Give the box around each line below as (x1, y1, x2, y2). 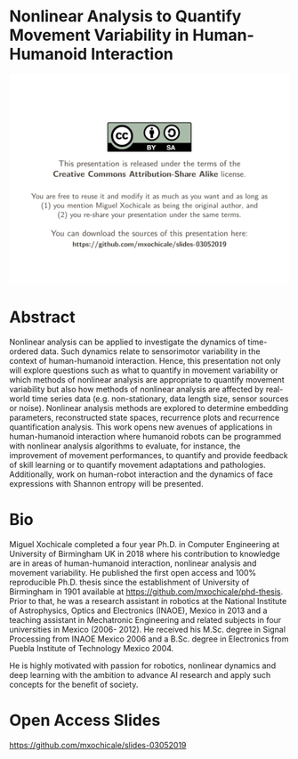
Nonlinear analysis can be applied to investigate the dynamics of (9, 336, 246, 347)
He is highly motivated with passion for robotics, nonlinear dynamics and (9, 660, 277, 671)
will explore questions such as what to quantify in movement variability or (9, 365, 278, 375)
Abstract (9, 307, 76, 327)
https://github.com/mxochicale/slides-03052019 (9, 739, 187, 750)
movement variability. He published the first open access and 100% (9, 567, 257, 577)
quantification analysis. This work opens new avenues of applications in (9, 421, 273, 432)
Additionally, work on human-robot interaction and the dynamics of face (9, 469, 274, 480)
